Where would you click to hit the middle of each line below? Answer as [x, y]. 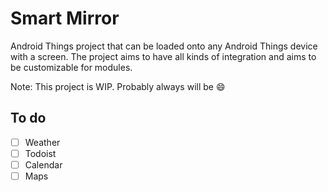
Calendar [43, 164]
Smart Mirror [65, 18]
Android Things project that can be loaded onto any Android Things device [164, 46]
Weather [42, 142]
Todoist [40, 153]
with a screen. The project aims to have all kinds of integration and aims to [163, 56]
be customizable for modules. [71, 67]
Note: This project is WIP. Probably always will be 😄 [118, 86]
